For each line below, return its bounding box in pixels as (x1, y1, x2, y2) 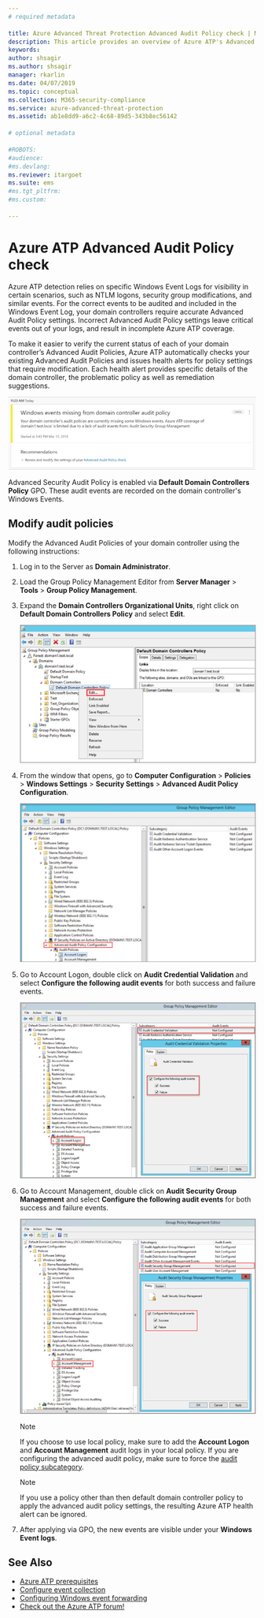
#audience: (8, 154, 44, 162)
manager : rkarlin (8, 71, 65, 79)
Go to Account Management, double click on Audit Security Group (19, 1187, 237, 1196)
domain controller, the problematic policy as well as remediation (8, 372, 214, 382)
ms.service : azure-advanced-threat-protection (8, 104, 163, 112)
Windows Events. (8, 494, 64, 504)
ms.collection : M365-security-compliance (8, 95, 146, 104)
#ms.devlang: (8, 162, 51, 170)
